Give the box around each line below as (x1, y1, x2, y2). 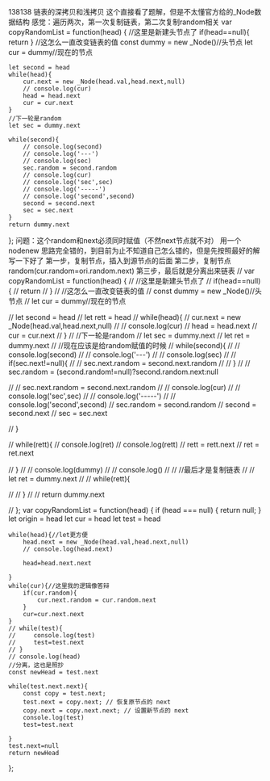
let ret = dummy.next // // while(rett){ (8, 474, 131, 483)
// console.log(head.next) (23, 545, 114, 553)
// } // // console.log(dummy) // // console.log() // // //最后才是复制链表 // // (8, 465, 255, 474)
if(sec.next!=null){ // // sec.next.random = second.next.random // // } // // (8, 359, 251, 367)
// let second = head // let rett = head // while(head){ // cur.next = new (8, 313, 242, 321)
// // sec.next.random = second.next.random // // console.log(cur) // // (8, 383, 241, 392)
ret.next (8, 448, 35, 458)
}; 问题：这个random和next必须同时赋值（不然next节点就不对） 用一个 (8, 236, 242, 245)
